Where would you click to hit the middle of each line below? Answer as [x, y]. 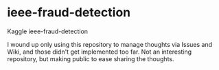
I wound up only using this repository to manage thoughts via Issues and [110, 44]
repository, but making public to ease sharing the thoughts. [91, 58]
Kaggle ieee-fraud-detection [47, 31]
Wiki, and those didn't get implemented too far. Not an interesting [100, 52]
